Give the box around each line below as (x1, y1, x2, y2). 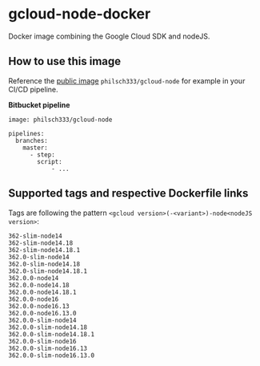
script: (37, 157, 62, 165)
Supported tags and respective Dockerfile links (8, 186, 249, 201)
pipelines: (8, 129, 45, 137)
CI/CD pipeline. (8, 84, 58, 94)
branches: (15, 136, 48, 144)
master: (22, 144, 48, 152)
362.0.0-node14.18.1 (8, 288, 78, 296)
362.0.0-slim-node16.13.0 (8, 351, 94, 360)
